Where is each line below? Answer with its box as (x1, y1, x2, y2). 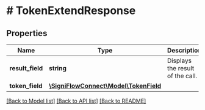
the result (167, 64, 195, 72)
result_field (9, 64, 43, 72)
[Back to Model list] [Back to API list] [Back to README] (6, 97, 146, 105)
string (48, 64, 67, 72)
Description (167, 46, 203, 54)
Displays (167, 56, 192, 65)
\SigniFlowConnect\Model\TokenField (48, 82, 162, 90)
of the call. (167, 71, 198, 80)
